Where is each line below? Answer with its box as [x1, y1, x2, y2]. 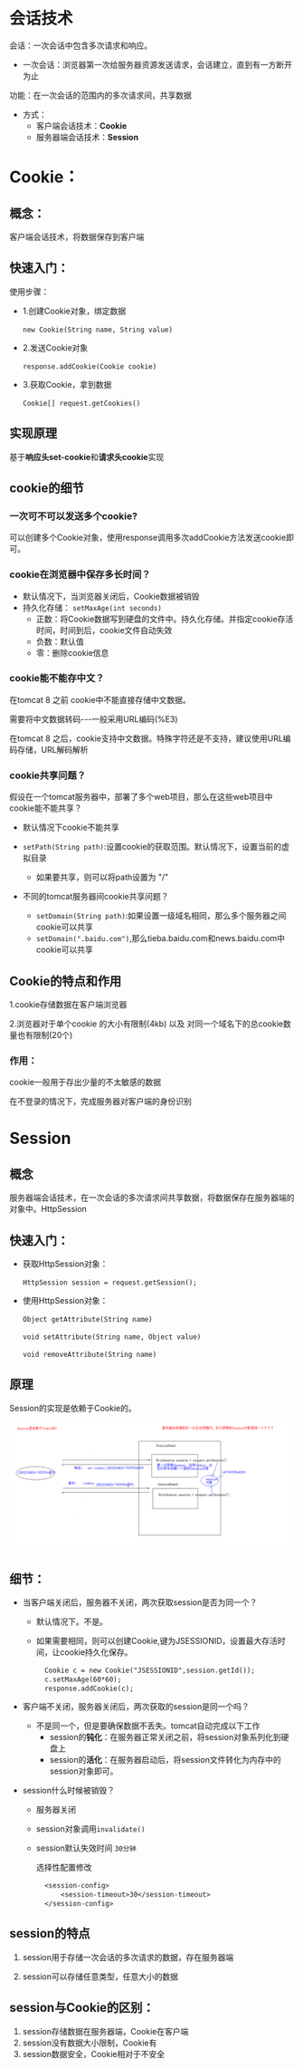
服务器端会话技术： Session [35, 131, 138, 142]
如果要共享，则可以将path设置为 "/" [35, 871, 169, 883]
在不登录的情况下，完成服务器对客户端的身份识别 [9, 1096, 192, 1107]
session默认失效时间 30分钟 [35, 1842, 137, 1853]
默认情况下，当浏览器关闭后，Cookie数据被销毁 [22, 591, 201, 601]
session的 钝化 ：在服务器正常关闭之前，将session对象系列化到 [49, 1732, 282, 1743]
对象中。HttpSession [9, 1204, 88, 1215]
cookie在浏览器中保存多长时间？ [9, 568, 151, 581]
